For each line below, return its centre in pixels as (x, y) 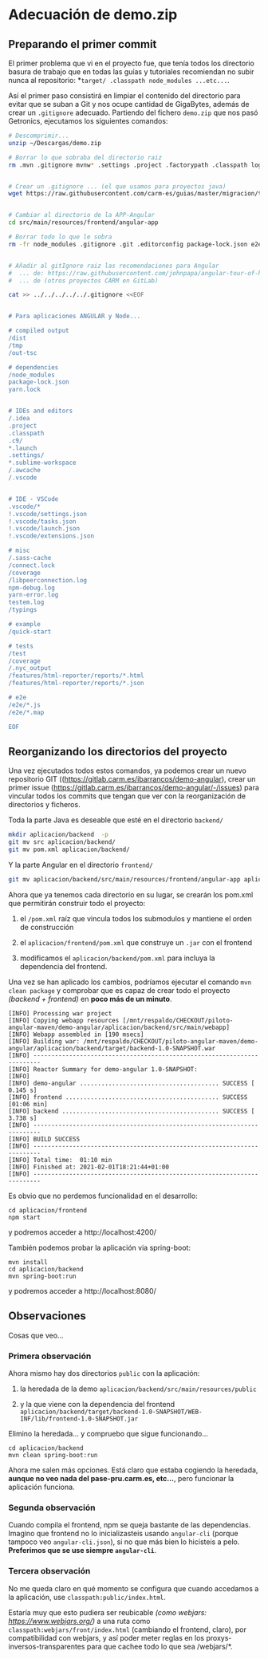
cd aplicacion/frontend (48, 1210)
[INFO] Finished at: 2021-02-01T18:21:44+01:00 (89, 1167)
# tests (21, 646)
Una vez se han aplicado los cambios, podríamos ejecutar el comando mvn (130, 982)
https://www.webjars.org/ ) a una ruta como (79, 1621)
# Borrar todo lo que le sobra (60, 237)
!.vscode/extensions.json (51, 536)
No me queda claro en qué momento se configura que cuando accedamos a (134, 1588)
